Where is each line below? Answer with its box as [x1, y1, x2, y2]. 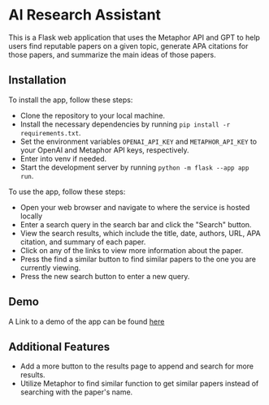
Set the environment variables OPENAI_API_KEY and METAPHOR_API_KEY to [20, 136, 258, 146]
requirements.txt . [20, 127, 81, 137]
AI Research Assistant [8, 6, 161, 24]
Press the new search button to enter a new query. [20, 271, 190, 281]
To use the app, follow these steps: [8, 187, 126, 196]
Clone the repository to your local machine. [20, 110, 165, 120]
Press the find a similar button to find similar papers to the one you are [20, 254, 256, 264]
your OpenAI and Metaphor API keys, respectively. [20, 144, 189, 155]
